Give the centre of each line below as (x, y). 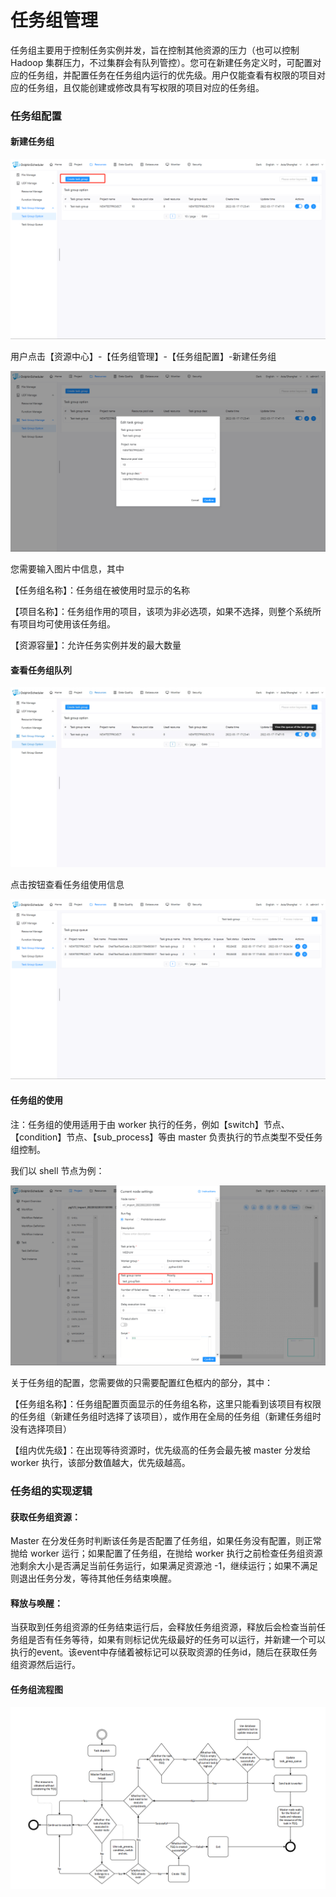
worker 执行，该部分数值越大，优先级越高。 (100, 1463)
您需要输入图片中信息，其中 (67, 568)
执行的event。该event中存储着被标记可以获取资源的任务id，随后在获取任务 (164, 1652)
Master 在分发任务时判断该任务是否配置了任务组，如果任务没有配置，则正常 (166, 1541)
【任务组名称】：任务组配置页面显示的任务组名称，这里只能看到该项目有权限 (166, 1404)
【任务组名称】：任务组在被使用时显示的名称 (100, 590)
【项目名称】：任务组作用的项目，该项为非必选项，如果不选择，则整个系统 (161, 611)
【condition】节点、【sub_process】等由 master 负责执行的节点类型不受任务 (166, 1137)
